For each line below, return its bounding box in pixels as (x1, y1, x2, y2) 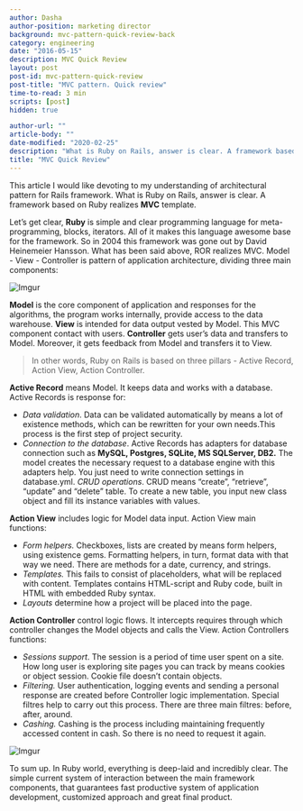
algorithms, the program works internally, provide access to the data (9, 308, 263, 320)
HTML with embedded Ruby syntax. (22, 588, 156, 598)
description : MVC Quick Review (9, 55, 127, 64)
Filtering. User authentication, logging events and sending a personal (22, 679, 280, 690)
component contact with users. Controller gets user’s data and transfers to (9, 328, 289, 339)
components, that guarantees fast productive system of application (9, 781, 260, 793)
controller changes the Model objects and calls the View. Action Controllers (9, 624, 289, 635)
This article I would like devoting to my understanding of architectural (9, 179, 267, 190)
